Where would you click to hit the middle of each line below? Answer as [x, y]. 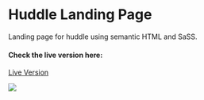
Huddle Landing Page [80, 15]
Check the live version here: [56, 55]
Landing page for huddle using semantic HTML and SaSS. [103, 37]
